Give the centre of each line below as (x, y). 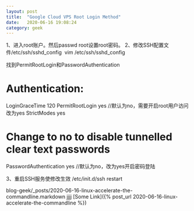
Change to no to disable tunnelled (89, 137)
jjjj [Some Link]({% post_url (99, 197)
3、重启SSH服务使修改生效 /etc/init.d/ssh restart (64, 179)
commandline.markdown (36, 197)
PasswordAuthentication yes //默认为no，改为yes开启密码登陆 (81, 167)
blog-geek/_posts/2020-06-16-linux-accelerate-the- (69, 191)
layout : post (22, 11)
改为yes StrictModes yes (36, 113)
